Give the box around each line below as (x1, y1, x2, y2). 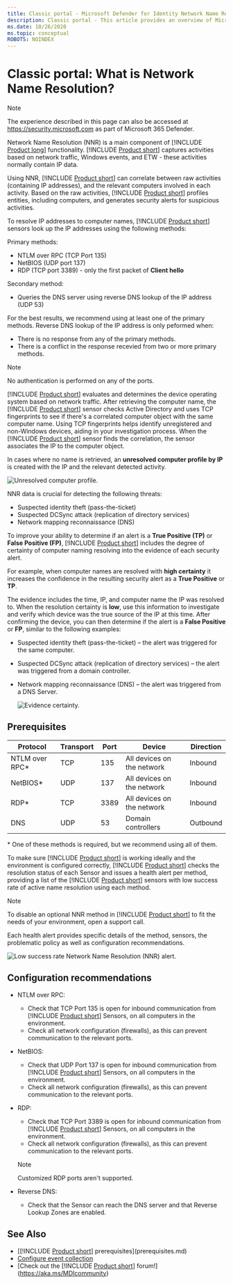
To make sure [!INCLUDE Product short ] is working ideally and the (7, 853, 196, 862)
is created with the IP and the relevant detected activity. (7, 463, 166, 471)
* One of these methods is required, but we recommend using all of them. (7, 840, 218, 848)
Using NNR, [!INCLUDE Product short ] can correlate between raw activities (7, 174, 221, 182)
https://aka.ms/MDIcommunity (19, 1269, 107, 1277)
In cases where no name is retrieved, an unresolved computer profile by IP (7, 455, 223, 463)
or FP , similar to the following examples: (7, 625, 121, 633)
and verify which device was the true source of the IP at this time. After (7, 610, 211, 619)
